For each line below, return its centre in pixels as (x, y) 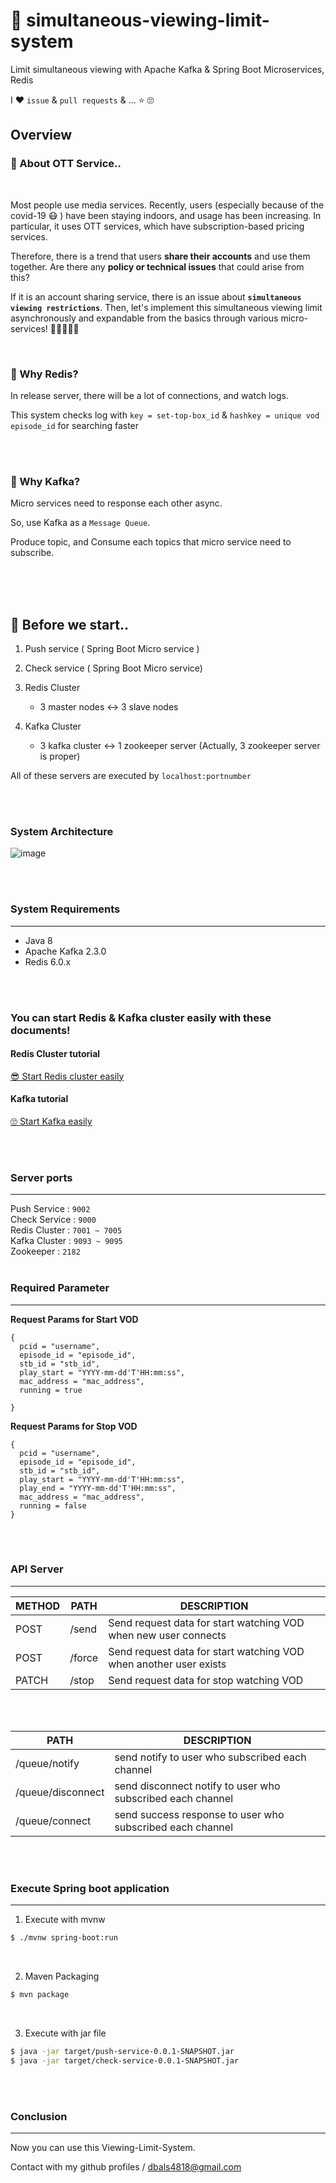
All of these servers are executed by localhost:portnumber (131, 776)
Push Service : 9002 (50, 1209)
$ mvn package (40, 1995)
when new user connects (167, 1635)
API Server (37, 1569)
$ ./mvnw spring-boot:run (64, 1938)
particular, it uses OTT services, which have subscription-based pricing (157, 226)
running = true (51, 1390)
